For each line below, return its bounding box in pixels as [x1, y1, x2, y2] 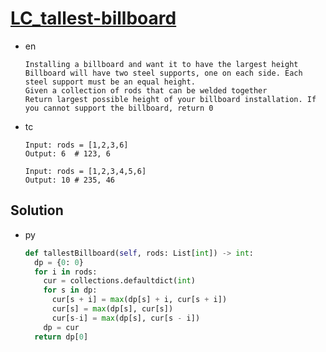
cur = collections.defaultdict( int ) [43, 276, 196, 286]
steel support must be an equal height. [24, 77, 196, 87]
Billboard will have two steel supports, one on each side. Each [24, 68, 303, 78]
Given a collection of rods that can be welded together [24, 85, 268, 96]
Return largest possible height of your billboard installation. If [24, 94, 317, 104]
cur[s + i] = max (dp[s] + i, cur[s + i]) [51, 295, 228, 305]
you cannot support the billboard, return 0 [24, 103, 214, 113]
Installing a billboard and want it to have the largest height [24, 59, 299, 69]
